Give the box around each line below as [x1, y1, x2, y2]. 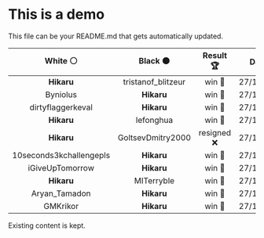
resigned [198, 127, 232, 138]
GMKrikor [42, 200, 79, 211]
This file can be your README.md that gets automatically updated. [8, 31, 224, 41]
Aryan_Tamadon [31, 188, 92, 199]
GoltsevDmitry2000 [117, 132, 191, 142]
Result [203, 49, 228, 60]
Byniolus [45, 88, 77, 99]
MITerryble [134, 175, 175, 186]
